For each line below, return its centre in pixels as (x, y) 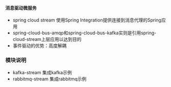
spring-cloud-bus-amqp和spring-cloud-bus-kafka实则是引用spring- (84, 33)
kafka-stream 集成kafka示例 (42, 72)
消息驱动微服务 (21, 8)
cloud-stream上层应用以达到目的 (47, 39)
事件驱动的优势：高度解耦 (40, 46)
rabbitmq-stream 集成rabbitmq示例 (50, 79)
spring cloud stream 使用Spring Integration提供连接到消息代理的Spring (87, 20)
